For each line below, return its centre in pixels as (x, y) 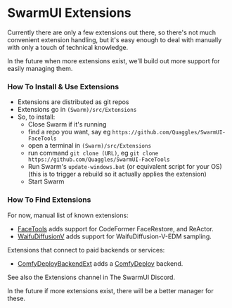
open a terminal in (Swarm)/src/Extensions (90, 146)
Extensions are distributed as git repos (73, 102)
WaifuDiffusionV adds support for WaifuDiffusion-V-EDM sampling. (115, 236)
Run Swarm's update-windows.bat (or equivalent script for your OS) (125, 167)
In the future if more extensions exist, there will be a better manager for (110, 290)
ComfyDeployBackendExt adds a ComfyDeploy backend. (100, 263)
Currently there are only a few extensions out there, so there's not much (112, 32)
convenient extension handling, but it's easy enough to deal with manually (115, 39)
